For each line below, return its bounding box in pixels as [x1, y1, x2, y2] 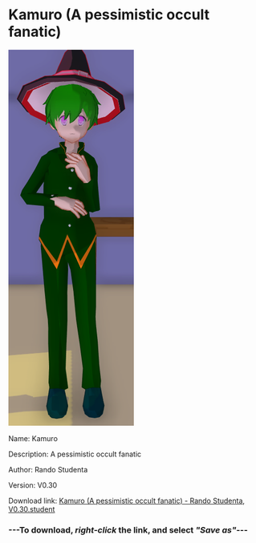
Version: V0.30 [8, 480, 58, 490]
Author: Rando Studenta [8, 464, 88, 474]
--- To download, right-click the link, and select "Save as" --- [8, 524, 249, 535]
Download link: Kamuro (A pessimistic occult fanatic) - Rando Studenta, [8, 496, 246, 505]
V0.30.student [8, 504, 55, 514]
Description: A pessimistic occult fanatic [8, 449, 142, 459]
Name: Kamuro [8, 433, 59, 443]
